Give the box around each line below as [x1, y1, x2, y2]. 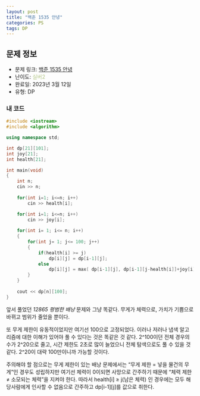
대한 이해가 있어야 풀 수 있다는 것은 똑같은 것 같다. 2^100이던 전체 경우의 [21, 333, 190, 340]
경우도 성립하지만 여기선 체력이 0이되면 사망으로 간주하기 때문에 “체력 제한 [19, 368, 192, 375]
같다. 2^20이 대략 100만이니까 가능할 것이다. [6, 348, 110, 355]
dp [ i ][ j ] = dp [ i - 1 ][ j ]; [48, 255, 108, 261]
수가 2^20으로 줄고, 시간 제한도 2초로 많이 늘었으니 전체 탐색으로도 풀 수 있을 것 [6, 341, 191, 348]
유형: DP [14, 88, 35, 95]
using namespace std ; [6, 135, 60, 141]
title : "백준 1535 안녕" [6, 14, 63, 20]
